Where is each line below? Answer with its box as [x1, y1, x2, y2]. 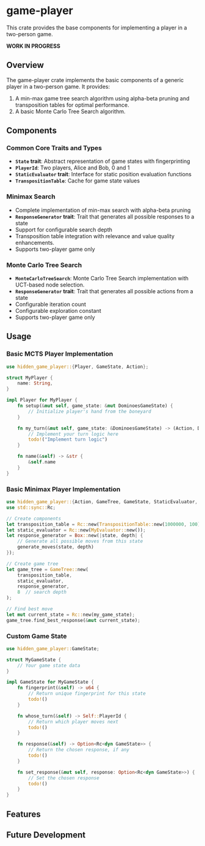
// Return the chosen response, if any [28, 747, 130, 753]
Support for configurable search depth [15, 226, 113, 233]
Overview [6, 60, 45, 70]
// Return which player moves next [28, 719, 119, 725]
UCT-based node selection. [15, 281, 85, 288]
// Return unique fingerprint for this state [28, 691, 146, 697]
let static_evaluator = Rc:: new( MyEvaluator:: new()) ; [6, 527, 146, 533]
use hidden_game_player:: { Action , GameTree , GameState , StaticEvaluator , [6, 499, 198, 505]
